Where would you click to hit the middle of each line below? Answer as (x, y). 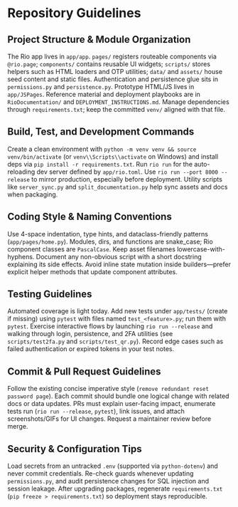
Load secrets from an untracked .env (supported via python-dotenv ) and (113, 466)
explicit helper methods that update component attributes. (92, 271)
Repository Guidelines (74, 13)
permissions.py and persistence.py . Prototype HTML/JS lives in (101, 87)
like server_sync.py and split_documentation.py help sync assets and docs (118, 187)
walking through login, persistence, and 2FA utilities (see (90, 334)
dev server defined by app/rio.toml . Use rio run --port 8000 (128, 172)
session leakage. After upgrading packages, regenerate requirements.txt (115, 488)
